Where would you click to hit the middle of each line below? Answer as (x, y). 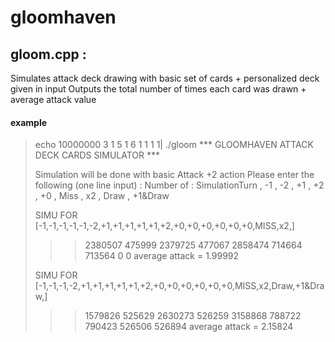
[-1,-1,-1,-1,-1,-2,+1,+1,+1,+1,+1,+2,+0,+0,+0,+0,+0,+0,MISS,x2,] (164, 226)
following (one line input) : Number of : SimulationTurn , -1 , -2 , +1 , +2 (179, 185)
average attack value (53, 99)
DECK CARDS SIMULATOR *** (97, 155)
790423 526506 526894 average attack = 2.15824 (189, 327)
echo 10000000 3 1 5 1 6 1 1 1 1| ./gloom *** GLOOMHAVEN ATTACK (174, 145)
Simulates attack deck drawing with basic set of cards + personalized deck (165, 78)
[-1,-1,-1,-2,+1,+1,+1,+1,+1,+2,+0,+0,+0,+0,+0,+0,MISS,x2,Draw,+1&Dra (179, 286)
